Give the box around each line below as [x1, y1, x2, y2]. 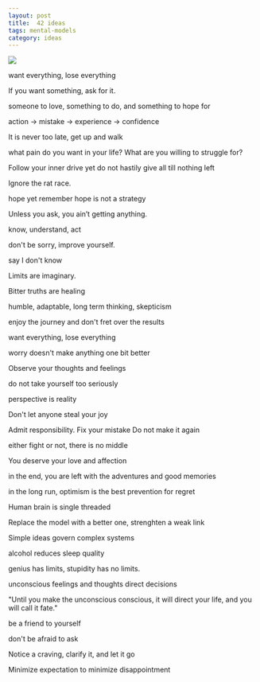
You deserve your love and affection [8, 456, 127, 466]
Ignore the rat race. [8, 178, 72, 188]
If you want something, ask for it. [8, 86, 116, 95]
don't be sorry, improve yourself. [8, 240, 115, 250]
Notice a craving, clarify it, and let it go [8, 649, 135, 659]
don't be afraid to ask [8, 634, 79, 644]
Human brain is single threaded [8, 502, 111, 512]
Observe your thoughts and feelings [8, 364, 126, 373]
